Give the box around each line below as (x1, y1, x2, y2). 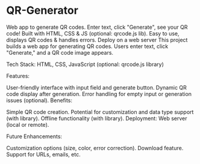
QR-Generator (6, 4, 78, 17)
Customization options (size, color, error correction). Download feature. (6, 144, 184, 151)
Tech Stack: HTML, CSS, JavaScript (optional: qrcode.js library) (6, 61, 164, 68)
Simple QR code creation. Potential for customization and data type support (6, 108, 194, 115)
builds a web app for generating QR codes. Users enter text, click (6, 43, 169, 50)
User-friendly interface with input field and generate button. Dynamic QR (6, 84, 187, 91)
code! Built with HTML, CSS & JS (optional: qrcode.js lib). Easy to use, (6, 29, 180, 37)
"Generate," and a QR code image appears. (6, 49, 113, 56)
